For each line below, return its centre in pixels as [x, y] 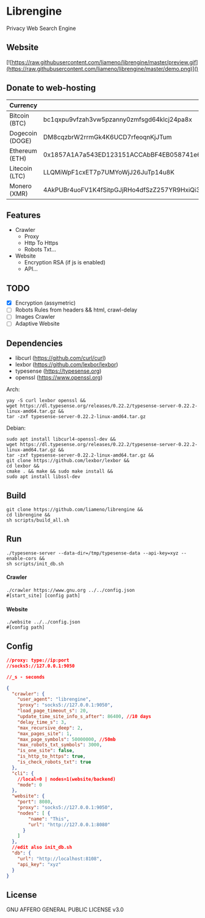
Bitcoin [19, 116]
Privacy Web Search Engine [41, 28]
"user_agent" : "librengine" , [54, 700]
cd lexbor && [23, 466]
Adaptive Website [37, 324]
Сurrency [23, 105]
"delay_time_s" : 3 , [42, 722]
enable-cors [21, 558]
